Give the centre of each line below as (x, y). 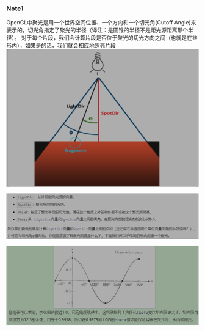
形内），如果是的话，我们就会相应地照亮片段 (61, 45)
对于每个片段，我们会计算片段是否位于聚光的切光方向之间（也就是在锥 (109, 38)
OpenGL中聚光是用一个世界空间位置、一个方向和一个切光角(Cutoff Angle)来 (101, 23)
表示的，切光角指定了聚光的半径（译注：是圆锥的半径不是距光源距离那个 (97, 30)
